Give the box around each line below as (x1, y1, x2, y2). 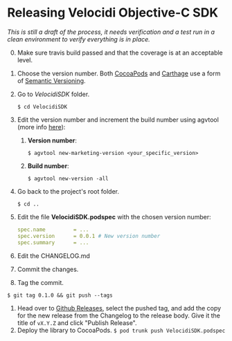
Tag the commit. (17, 278, 64, 286)
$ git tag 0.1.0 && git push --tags (7, 292, 113, 299)
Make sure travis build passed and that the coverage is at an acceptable (17, 48, 223, 57)
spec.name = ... (17, 226, 89, 233)
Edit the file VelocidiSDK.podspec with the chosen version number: (17, 212, 211, 221)
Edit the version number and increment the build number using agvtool (17, 116, 220, 124)
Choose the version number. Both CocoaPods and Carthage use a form (17, 69, 221, 77)
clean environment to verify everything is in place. (7, 35, 150, 43)
